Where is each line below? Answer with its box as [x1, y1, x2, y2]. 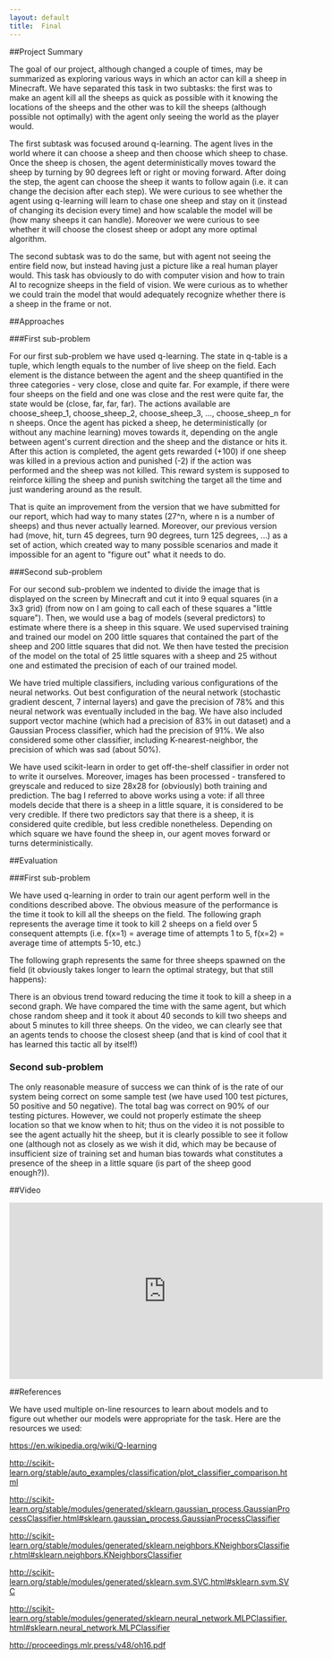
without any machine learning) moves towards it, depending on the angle [9, 427, 278, 438]
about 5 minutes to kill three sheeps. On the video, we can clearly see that [9, 1020, 283, 1030]
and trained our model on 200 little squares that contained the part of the [9, 631, 279, 642]
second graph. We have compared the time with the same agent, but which [9, 1001, 286, 1012]
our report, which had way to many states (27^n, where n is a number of [9, 510, 276, 521]
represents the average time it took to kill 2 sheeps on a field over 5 [9, 918, 258, 929]
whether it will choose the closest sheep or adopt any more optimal [9, 223, 258, 234]
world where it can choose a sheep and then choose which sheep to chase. [9, 147, 288, 158]
